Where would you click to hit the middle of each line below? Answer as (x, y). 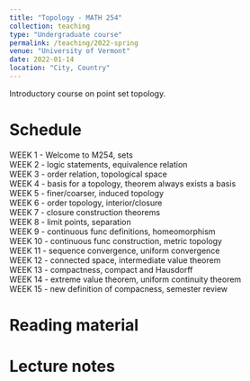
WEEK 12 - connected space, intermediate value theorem (115, 260)
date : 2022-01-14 (42, 59)
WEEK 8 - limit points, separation (71, 222)
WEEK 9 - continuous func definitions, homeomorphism (112, 231)
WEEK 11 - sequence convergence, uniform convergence (115, 250)
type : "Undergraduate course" (66, 34)
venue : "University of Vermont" (70, 51)
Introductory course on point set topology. (88, 93)
